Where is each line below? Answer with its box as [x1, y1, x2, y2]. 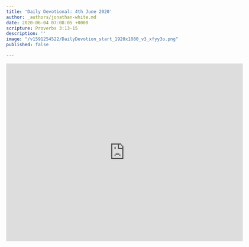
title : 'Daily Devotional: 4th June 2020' [6, 8, 112, 15]
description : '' [6, 31, 46, 37]
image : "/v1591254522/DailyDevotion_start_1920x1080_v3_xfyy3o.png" [6, 36, 179, 42]
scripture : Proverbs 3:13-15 [6, 25, 78, 31]
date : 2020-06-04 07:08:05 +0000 [6, 20, 89, 25]
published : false [6, 42, 49, 48]
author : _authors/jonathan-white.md [6, 14, 96, 20]
